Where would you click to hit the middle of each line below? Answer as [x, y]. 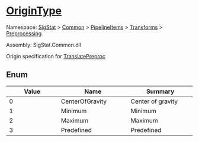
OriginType [34, 11]
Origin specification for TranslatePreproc [56, 56]
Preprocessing [24, 33]
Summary [160, 91]
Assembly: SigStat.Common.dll [44, 45]
